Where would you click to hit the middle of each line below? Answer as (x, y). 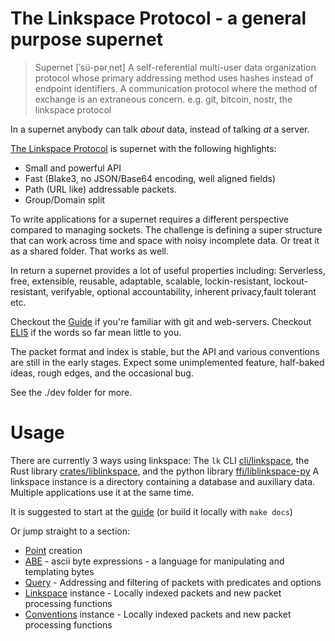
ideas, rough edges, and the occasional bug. (102, 373)
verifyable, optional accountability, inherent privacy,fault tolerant (183, 291)
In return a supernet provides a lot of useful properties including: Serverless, (168, 270)
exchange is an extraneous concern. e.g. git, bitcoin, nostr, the (163, 99)
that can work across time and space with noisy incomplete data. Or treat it (165, 240)
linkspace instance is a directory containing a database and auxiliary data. (163, 481)
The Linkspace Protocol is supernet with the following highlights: (143, 148)
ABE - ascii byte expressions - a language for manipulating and (154, 561)
